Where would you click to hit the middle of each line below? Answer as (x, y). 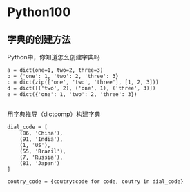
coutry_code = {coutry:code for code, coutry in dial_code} (96, 182)
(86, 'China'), (41, 133)
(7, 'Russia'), (41, 157)
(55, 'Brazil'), (43, 151)
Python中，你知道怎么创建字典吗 (54, 57)
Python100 (39, 12)
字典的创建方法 (39, 39)
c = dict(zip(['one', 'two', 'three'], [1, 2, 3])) (83, 82)
